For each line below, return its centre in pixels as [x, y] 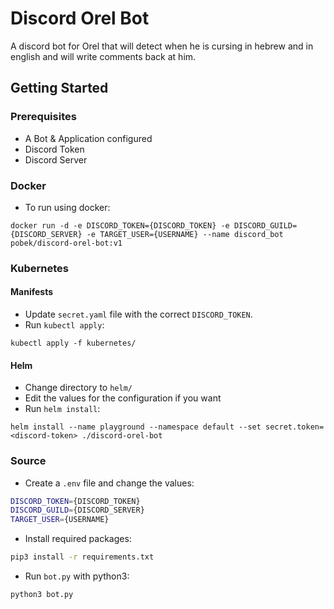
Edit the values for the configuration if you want [123, 398]
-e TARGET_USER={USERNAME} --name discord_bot [185, 234]
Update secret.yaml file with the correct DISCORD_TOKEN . [138, 314]
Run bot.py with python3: [77, 576]
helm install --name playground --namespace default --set [136, 427]
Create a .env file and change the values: [109, 483]
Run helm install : [62, 409]
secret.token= [295, 427]
